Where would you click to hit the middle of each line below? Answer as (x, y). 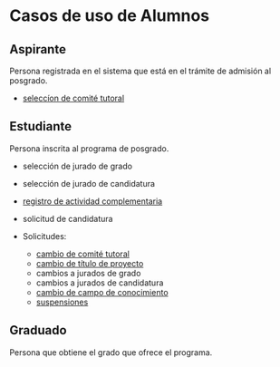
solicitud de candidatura (68, 218)
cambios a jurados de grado (88, 273)
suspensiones (62, 302)
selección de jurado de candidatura (89, 183)
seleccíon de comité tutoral (73, 98)
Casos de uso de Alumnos (110, 16)
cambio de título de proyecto (90, 263)
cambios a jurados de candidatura (100, 283)
